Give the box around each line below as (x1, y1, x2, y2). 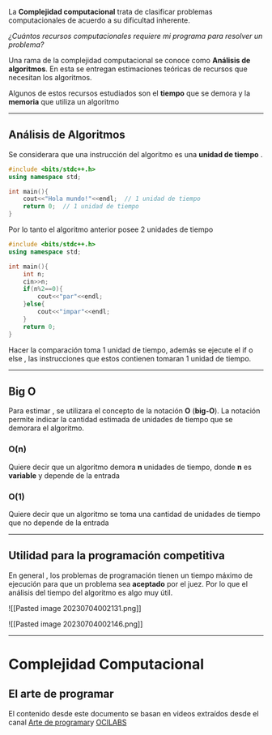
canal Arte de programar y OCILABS (8, 717, 127, 727)
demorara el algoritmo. (8, 423, 85, 433)
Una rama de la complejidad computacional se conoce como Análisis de (8, 56, 251, 65)
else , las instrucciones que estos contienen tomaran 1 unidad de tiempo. (8, 353, 252, 363)
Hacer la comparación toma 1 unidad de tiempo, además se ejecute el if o (8, 344, 253, 355)
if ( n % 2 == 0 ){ (23, 285, 63, 293)
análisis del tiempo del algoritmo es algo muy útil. (8, 588, 173, 597)
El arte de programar (8, 687, 115, 701)
